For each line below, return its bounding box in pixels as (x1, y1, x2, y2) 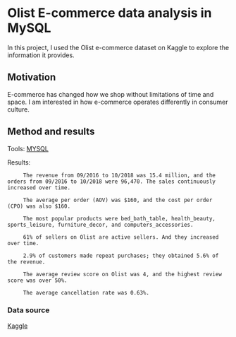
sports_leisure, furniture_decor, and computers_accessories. (7, 221, 194, 228)
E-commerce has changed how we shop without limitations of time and (7, 90, 214, 98)
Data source (7, 305, 50, 315)
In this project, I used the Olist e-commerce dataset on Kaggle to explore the (7, 43, 230, 52)
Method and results (7, 126, 95, 138)
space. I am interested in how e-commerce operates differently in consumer (7, 97, 228, 106)
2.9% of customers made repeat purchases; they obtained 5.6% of (23, 252, 219, 259)
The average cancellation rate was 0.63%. (23, 289, 150, 296)
